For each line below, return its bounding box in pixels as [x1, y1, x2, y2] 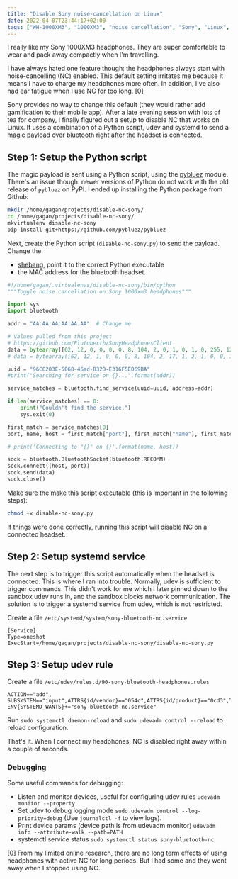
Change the [7, 246, 42, 255]
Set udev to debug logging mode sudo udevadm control [17, 806, 179, 814]
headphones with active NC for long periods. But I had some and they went [7, 856, 227, 865]
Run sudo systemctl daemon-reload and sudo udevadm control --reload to [7, 716, 223, 724]
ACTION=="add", [7, 691, 52, 698]
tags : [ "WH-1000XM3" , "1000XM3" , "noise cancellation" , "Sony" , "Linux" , [7, 23, 230, 30]
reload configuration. [7, 724, 69, 732]
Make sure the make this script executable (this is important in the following [7, 488, 228, 497]
